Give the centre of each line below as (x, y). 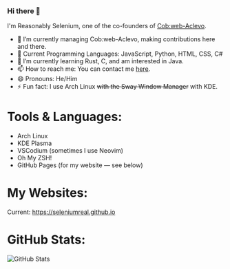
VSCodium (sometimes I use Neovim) (70, 151)
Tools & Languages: (65, 117)
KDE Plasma (34, 143)
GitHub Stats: (46, 240)
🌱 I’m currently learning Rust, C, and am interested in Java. (100, 61)
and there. (32, 47)
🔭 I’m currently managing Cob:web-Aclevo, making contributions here (116, 39)
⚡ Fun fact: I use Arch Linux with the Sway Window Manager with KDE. (117, 87)
